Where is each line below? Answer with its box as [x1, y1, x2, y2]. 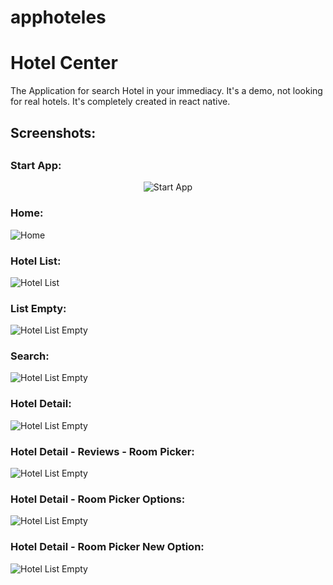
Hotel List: [10, 254, 62, 268]
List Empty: [10, 301, 67, 315]
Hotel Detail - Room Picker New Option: [10, 540, 205, 554]
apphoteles [10, 6, 107, 29]
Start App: [10, 158, 62, 172]
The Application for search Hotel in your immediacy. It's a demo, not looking [10, 85, 323, 97]
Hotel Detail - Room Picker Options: [10, 492, 186, 506]
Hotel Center [10, 52, 118, 75]
